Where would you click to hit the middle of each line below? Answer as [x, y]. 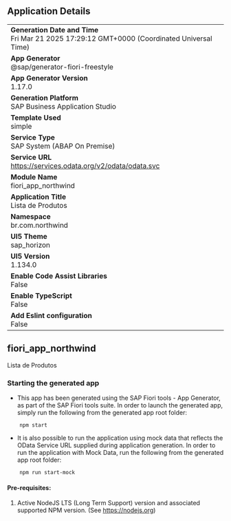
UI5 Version [30, 256]
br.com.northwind [40, 225]
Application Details [49, 11]
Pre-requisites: [29, 487]
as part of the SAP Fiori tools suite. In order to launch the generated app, [120, 405]
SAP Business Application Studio [64, 106]
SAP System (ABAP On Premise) [63, 146]
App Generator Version [49, 78]
